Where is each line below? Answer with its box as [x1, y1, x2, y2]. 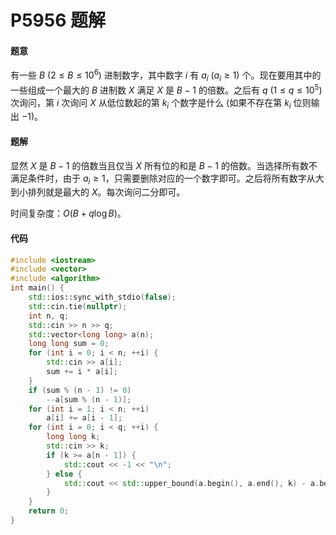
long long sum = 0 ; [28, 339, 110, 349]
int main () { [10, 283, 65, 293]
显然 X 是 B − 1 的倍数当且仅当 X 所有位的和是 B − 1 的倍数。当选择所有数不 [10, 159, 318, 171]
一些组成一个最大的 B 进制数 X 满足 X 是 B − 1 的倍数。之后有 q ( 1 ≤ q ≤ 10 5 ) [10, 82, 323, 96]
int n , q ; [28, 311, 70, 321]
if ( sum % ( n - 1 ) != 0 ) [28, 385, 132, 395]
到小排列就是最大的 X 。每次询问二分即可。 [10, 186, 186, 198]
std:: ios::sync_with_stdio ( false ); [28, 292, 177, 302]
